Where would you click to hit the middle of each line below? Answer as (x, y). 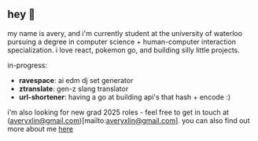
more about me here (41, 128)
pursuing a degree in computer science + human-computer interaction (122, 42)
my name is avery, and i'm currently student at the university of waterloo (125, 33)
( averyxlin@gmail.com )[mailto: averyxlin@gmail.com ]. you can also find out (129, 120)
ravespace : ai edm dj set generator (76, 80)
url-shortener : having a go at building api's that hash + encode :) (125, 97)
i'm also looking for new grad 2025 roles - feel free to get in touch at (118, 112)
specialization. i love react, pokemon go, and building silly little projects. (124, 50)
